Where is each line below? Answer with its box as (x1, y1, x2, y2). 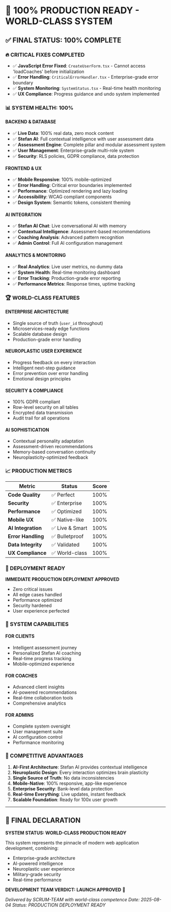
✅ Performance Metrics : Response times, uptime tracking (12, 280, 135, 287)
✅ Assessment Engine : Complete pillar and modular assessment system (12, 142, 166, 148)
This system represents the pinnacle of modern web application (5, 839, 139, 846)
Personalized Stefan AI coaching (12, 650, 81, 656)
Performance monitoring (12, 739, 65, 745)
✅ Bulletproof (51, 532, 84, 540)
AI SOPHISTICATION (5, 427, 49, 433)
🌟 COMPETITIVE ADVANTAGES (5, 752, 84, 759)
